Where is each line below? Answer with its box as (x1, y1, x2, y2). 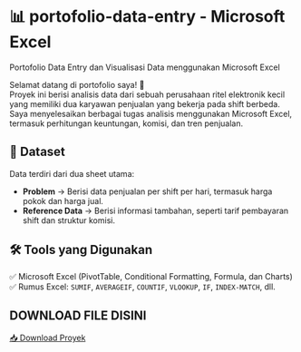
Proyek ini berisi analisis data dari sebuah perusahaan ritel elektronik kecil (9, 89, 286, 100)
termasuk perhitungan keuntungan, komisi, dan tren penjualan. (9, 118, 243, 129)
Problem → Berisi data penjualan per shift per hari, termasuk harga (22, 186, 273, 197)
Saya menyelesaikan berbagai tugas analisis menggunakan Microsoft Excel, (9, 108, 293, 119)
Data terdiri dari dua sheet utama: (9, 168, 135, 179)
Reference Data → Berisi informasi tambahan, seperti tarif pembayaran (22, 205, 289, 216)
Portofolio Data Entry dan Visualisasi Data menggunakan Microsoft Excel (9, 62, 281, 73)
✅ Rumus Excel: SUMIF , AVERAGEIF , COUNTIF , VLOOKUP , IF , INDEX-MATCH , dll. (9, 281, 277, 292)
